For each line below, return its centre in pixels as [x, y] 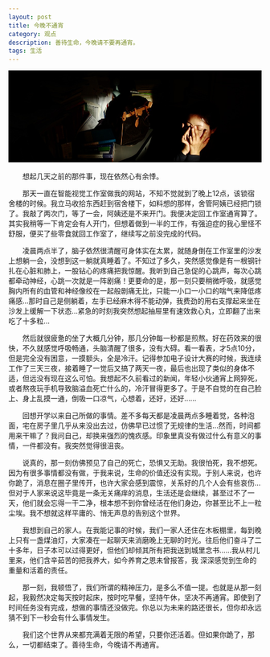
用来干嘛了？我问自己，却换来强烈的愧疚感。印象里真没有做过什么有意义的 [131, 435]
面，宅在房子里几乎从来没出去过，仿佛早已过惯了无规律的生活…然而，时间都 [135, 425]
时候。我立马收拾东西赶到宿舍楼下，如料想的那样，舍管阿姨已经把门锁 [145, 203]
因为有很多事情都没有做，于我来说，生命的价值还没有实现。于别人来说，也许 [135, 472]
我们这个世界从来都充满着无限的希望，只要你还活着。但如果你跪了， [135, 634]
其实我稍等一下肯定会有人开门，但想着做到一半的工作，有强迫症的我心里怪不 [135, 223]
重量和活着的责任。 [40, 570]
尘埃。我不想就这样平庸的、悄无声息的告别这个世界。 [96, 513]
